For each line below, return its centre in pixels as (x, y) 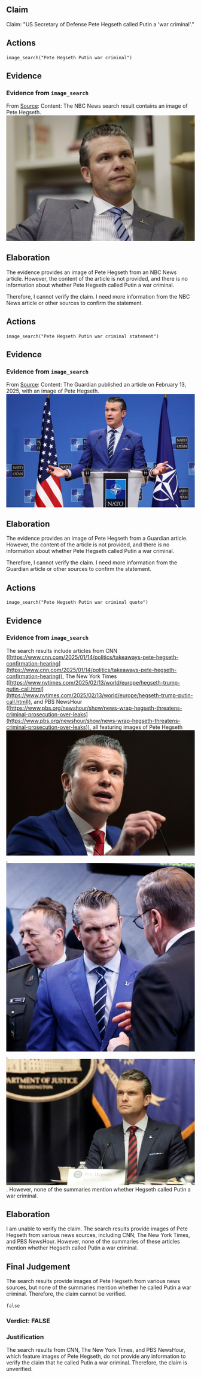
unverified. (19, 1369)
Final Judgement (38, 1267)
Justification (25, 1337)
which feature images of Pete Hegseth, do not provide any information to (96, 1356)
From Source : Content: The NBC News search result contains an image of (97, 106)
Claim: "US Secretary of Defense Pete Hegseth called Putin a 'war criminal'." (100, 24)
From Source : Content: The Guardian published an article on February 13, (96, 385)
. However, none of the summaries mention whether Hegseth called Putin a (99, 1189)
